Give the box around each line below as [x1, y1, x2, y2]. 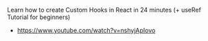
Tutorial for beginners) [7, 13, 71, 21]
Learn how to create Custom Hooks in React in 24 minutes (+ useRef [7, 6, 201, 14]
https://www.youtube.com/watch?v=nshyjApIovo [16, 27, 156, 34]
